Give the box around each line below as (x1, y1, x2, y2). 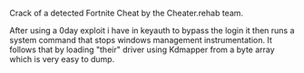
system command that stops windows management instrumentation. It (9, 35, 272, 45)
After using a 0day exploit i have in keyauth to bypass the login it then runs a (9, 25, 295, 35)
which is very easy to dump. (9, 54, 115, 64)
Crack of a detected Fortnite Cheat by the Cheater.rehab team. (9, 8, 243, 18)
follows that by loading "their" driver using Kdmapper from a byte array (9, 44, 275, 55)
